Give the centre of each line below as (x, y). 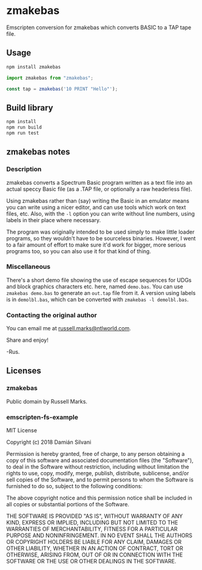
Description (24, 169)
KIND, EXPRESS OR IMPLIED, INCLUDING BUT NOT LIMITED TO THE (92, 523)
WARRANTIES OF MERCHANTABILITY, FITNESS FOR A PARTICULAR (92, 529)
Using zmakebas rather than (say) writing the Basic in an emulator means (98, 200)
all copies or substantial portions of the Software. (68, 504)
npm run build (24, 127)
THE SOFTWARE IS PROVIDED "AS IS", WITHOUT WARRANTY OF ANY (95, 516)
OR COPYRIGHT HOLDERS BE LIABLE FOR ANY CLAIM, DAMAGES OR (94, 542)
